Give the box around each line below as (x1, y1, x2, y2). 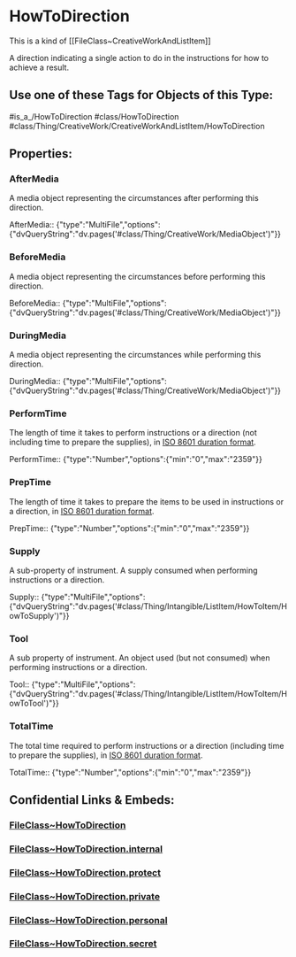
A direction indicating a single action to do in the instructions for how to (9, 52, 269, 63)
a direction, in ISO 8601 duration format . (9, 506, 155, 516)
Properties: (9, 146, 72, 161)
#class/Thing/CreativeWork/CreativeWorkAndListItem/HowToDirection (9, 120, 265, 131)
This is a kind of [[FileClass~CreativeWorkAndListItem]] (9, 35, 211, 46)
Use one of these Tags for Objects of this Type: (9, 88, 274, 103)
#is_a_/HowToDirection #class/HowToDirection (9, 111, 179, 121)
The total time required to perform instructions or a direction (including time (9, 740, 285, 751)
